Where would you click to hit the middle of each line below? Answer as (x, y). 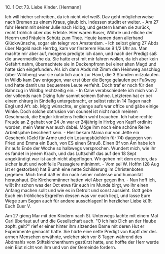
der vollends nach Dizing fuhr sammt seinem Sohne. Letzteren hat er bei (79, 96)
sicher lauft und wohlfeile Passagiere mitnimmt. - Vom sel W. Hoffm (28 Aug (82, 164)
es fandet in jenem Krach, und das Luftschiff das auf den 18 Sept (71, 153)
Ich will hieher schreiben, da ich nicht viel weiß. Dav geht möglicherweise (80, 17)
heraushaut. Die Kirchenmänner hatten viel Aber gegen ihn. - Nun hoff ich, (81, 180)
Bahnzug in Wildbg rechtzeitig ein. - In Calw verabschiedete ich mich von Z (82, 90)
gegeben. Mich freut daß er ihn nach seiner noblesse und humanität (74, 175)
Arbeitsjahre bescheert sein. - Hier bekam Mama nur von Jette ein (72, 132)
